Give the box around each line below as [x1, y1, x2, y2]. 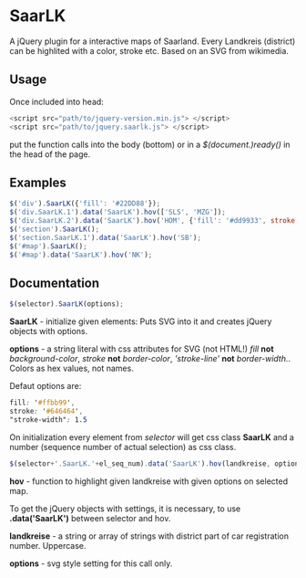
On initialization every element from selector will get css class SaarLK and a [9, 431, 294, 443]
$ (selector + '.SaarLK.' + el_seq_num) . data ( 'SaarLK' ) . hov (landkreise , [9, 458, 271, 468]
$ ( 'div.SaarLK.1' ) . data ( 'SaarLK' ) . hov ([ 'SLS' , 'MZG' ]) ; [9, 207, 226, 217]
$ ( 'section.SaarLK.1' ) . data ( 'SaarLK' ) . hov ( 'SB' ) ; [9, 233, 202, 242]
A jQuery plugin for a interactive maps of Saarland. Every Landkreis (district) [9, 36, 296, 47]
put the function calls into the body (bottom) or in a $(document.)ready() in [9, 139, 291, 150]
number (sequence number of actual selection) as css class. [9, 441, 237, 452]
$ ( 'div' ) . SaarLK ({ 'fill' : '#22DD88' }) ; [9, 199, 161, 208]
